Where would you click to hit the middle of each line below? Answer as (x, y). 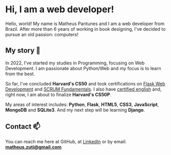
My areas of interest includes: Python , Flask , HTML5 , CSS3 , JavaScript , (82, 104)
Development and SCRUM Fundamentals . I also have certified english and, (83, 89)
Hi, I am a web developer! (60, 9)
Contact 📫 (23, 127)
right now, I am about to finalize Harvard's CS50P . (58, 94)
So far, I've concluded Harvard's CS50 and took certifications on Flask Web (85, 83)
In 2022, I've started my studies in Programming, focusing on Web (75, 63)
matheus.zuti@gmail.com (33, 147)
